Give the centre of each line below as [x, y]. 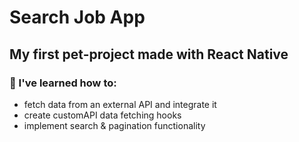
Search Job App [77, 17]
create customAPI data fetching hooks [102, 115]
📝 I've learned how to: [63, 83]
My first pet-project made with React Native [149, 54]
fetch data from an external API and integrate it [120, 104]
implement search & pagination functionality [114, 125]
